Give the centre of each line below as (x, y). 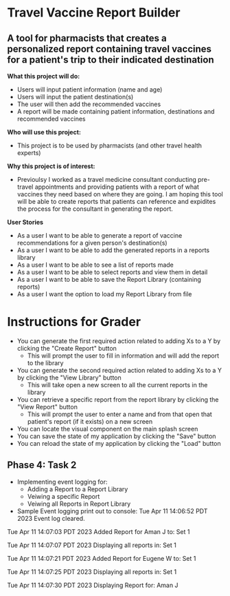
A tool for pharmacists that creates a (87, 38)
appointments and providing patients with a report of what (117, 187)
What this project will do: (44, 76)
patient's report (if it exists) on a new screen (90, 421)
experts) (29, 153)
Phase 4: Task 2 (42, 465)
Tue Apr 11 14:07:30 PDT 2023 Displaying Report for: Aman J (93, 585)
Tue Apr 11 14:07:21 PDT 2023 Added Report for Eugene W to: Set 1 (102, 558)
